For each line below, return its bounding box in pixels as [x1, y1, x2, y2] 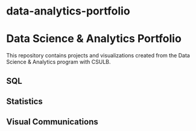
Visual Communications [6, 117, 98, 127]
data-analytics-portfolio [6, 4, 131, 18]
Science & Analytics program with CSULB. [6, 59, 111, 66]
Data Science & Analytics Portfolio [6, 32, 182, 46]
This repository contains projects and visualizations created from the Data [6, 52, 190, 59]
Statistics [6, 96, 43, 106]
